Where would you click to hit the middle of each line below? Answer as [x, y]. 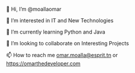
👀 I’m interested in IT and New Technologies [60, 20]
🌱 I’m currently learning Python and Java [56, 32]
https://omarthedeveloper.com [44, 64]
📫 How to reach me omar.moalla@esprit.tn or [62, 55]
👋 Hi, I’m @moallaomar [34, 9]
